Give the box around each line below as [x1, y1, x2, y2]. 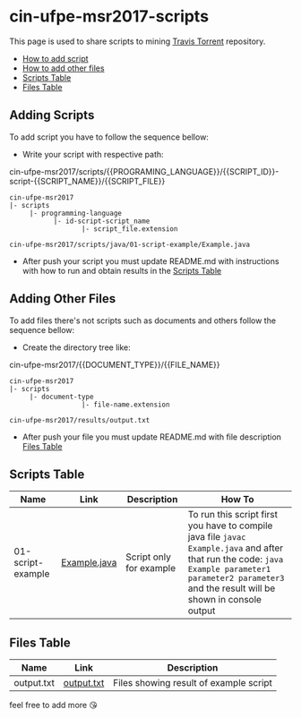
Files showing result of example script [113, 677, 273, 689]
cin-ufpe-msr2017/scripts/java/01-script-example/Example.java [9, 240, 251, 249]
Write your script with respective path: [21, 149, 164, 159]
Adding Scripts [9, 107, 95, 123]
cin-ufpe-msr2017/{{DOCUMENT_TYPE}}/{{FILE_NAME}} [9, 359, 221, 370]
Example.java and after [187, 542, 284, 554]
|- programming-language [29, 209, 123, 218]
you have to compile [187, 519, 273, 532]
